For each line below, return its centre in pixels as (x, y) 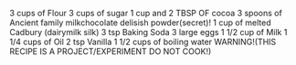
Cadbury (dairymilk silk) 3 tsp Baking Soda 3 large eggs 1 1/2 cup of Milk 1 (148, 32)
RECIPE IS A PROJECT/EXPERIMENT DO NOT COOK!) (111, 51)
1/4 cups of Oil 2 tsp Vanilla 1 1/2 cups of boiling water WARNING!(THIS (143, 42)
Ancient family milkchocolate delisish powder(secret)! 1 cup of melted (140, 23)
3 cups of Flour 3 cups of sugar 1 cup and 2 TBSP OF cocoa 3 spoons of (146, 13)
